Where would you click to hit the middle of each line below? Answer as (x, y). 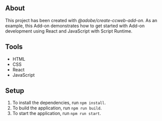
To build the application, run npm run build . (57, 108)
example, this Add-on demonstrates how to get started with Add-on (75, 26)
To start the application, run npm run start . (57, 113)
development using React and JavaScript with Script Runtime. (69, 31)
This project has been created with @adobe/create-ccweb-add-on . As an (81, 20)
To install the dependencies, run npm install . (59, 103)
